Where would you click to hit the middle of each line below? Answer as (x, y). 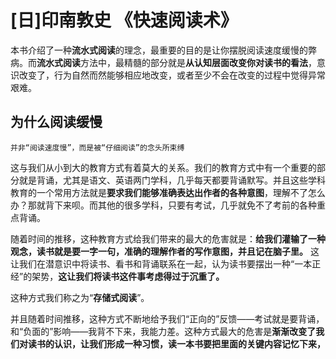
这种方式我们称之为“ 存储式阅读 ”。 (80, 297)
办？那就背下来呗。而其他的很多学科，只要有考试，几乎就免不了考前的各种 (163, 205)
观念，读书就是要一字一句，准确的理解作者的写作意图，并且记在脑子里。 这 (165, 251)
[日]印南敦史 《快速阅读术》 (124, 20)
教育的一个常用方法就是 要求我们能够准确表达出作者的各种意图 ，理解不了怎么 (168, 192)
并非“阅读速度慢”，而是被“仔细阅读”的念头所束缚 (97, 147)
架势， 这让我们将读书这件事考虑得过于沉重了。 (128, 276)
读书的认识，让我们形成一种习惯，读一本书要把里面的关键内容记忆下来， (176, 343)
